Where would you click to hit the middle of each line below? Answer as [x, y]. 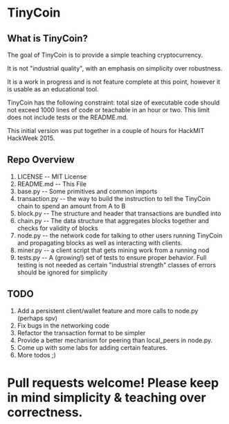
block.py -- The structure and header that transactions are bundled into [119, 213]
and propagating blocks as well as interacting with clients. [100, 242]
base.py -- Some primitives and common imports [87, 191]
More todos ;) [37, 355]
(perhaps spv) [37, 318]
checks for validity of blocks [57, 228]
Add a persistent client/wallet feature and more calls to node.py [108, 310]
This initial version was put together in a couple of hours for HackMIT [106, 131]
